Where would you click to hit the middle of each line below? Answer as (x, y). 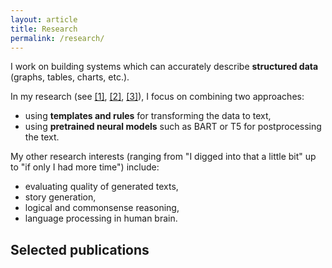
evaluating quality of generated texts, (101, 187)
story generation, (60, 197)
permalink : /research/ (57, 38)
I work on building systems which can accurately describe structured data (164, 67)
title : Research (44, 29)
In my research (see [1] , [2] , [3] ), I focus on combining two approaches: (157, 97)
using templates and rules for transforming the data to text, (148, 116)
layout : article (44, 19)
